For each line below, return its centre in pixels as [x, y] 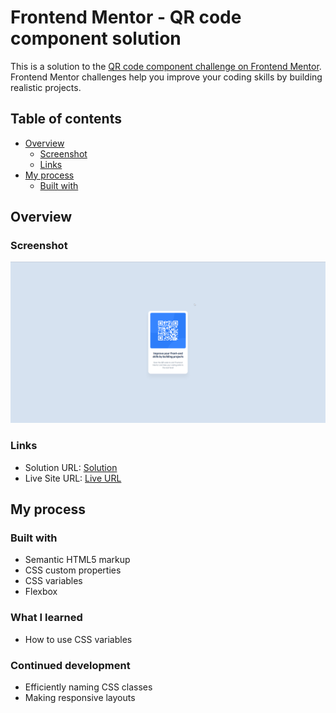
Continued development [70, 665]
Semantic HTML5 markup [77, 560]
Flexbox [41, 592]
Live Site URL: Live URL [73, 478]
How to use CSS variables [78, 639]
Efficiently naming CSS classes [88, 687]
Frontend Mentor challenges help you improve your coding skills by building [166, 77]
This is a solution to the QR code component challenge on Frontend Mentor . [166, 66]
